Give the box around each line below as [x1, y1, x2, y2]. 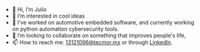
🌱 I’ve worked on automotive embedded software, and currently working [12, 19, 195, 26]
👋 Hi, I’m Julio [12, 6, 47, 13]
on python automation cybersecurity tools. [12, 25, 119, 32]
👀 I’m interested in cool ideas [12, 12, 85, 20]
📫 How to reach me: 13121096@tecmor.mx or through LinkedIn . [12, 39, 173, 46]
